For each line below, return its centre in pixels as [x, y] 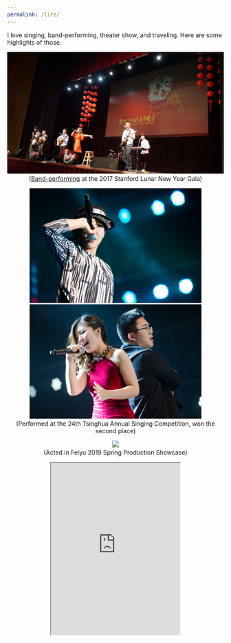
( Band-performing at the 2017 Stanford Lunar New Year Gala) [115, 179]
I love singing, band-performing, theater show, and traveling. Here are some [114, 35]
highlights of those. [34, 42]
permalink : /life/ [33, 14]
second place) [115, 431]
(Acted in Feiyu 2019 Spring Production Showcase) [115, 452]
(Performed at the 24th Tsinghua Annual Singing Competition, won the [115, 424]
